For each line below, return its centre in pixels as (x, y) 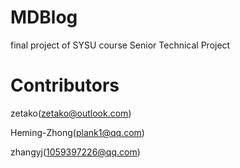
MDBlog (44, 17)
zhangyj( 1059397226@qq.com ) (75, 152)
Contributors (65, 85)
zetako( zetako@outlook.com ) (71, 113)
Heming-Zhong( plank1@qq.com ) (77, 132)
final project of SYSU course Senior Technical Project (120, 45)
